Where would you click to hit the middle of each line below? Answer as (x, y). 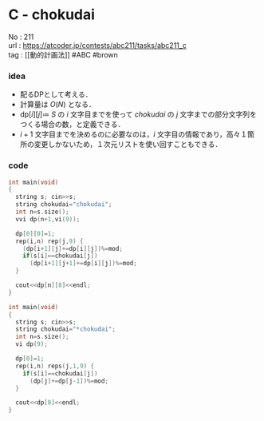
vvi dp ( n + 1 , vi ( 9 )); (48, 219)
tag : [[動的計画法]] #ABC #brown (63, 54)
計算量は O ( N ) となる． (57, 105)
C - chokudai (52, 15)
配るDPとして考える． (56, 94)
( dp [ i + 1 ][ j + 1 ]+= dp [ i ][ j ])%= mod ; (83, 264)
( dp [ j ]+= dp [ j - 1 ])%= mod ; (69, 381)
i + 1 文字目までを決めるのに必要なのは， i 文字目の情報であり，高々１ (134, 134)
